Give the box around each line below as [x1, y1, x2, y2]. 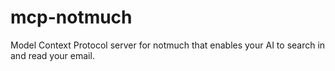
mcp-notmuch [10, 6, 133, 29]
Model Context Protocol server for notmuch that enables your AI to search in [10, 39, 326, 51]
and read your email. [10, 49, 95, 61]
